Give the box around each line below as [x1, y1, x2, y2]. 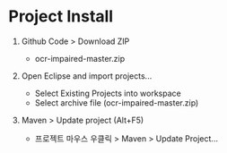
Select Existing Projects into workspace [34, 88, 181, 98]
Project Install [8, 6, 114, 27]
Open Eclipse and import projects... [21, 70, 153, 81]
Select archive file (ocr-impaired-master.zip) [34, 97, 199, 108]
